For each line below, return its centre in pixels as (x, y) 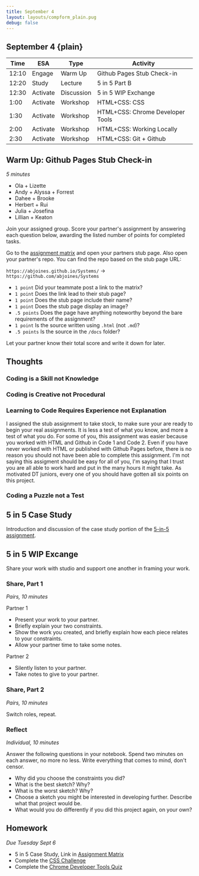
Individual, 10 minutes (33, 742)
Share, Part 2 (25, 690)
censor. (15, 766)
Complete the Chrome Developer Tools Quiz (68, 866)
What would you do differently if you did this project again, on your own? (103, 809)
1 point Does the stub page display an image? (71, 306)
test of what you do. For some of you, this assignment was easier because (97, 436)
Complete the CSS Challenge (50, 860)
